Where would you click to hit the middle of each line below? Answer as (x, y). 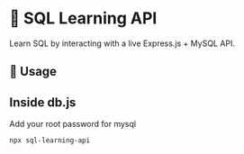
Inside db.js (43, 102)
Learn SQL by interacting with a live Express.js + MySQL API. (122, 43)
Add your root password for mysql (73, 124)
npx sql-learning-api (50, 140)
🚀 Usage (33, 72)
